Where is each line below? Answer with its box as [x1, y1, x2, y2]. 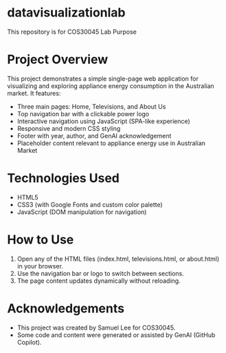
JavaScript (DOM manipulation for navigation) [16, 208, 147, 216]
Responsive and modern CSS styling [16, 124, 121, 132]
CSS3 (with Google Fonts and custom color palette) [16, 200, 163, 208]
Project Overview [7, 52, 109, 67]
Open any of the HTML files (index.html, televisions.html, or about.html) [16, 255, 220, 263]
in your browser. [16, 261, 64, 270]
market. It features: [7, 89, 61, 97]
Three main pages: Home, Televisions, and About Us [16, 102, 166, 111]
